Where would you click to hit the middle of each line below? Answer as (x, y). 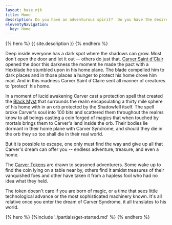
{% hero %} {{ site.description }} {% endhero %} (57, 43)
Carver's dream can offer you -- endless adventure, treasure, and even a (82, 149)
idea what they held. (27, 181)
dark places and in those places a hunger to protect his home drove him (81, 75)
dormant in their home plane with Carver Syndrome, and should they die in (84, 129)
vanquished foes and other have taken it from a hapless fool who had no (82, 176)
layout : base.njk (24, 10)
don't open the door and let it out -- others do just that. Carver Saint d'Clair (84, 59)
